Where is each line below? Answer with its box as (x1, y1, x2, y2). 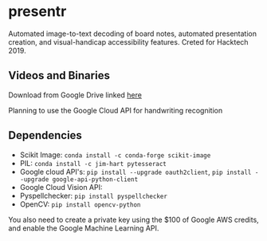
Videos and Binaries (8, 69, 110, 82)
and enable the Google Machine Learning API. (8, 223, 159, 233)
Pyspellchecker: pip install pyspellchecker (19, 191, 167, 200)
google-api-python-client (52, 175, 139, 184)
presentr (8, 2, 67, 21)
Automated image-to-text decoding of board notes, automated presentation (8, 29, 257, 38)
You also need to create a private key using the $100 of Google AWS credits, (8, 215, 259, 224)
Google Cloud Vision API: (19, 182, 103, 192)
